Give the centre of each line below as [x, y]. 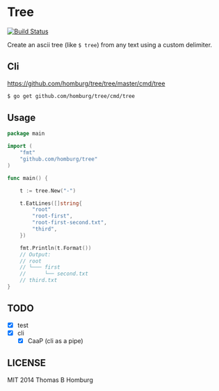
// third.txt [39, 281]
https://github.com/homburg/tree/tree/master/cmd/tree [86, 83]
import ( [20, 147]
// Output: [35, 254]
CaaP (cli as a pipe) [55, 340]
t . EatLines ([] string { [51, 203]
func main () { [28, 178]
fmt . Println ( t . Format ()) [56, 248]
